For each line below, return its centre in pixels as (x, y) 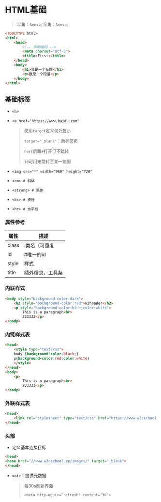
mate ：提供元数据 (29, 475)
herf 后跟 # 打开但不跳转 (46, 151)
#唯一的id (35, 254)
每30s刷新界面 (38, 486)
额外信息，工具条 (43, 273)
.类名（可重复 (39, 245)
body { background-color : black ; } (46, 354)
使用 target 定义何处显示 (48, 131)
